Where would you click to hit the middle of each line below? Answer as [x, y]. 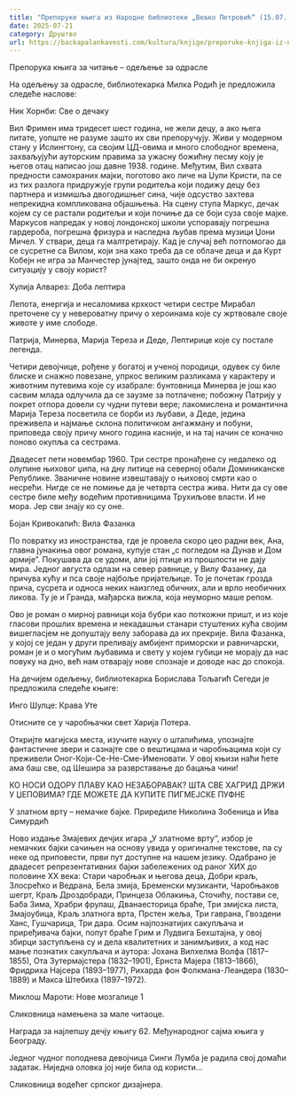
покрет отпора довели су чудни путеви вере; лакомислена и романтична [149, 404]
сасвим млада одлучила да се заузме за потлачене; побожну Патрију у [145, 395]
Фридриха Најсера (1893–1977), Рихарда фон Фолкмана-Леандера [136, 970]
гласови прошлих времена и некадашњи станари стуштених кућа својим [149, 624]
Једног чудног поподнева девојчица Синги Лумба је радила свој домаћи [148, 1058]
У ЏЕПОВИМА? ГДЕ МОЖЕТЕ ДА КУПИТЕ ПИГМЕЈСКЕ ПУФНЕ [127, 795]
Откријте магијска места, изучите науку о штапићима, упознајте [132, 740]
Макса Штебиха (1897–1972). [93, 980]
